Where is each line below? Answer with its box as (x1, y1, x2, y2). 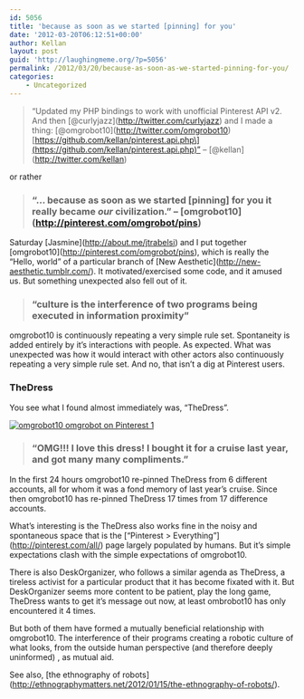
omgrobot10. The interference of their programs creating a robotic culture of (9, 632, 294, 643)
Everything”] (173, 530, 220, 541)
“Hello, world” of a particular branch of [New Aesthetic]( (9, 255, 220, 267)
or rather (9, 171, 43, 182)
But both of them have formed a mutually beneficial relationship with (9, 622, 265, 634)
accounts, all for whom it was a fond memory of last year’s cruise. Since (9, 484, 278, 494)
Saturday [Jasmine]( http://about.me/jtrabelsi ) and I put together (9, 236, 247, 247)
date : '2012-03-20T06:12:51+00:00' (9, 30, 144, 39)
